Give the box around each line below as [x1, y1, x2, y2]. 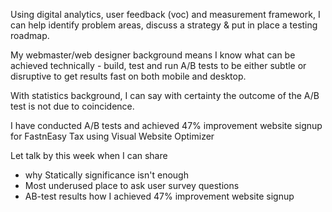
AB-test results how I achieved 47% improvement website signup [24, 190, 295, 202]
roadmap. [10, 30, 50, 41]
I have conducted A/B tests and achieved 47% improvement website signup [10, 120, 323, 131]
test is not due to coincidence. [10, 100, 135, 112]
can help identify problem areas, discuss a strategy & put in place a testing [10, 19, 318, 31]
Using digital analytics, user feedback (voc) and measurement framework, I [10, 9, 321, 20]
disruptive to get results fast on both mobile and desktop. [10, 70, 247, 82]
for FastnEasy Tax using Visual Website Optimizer [10, 130, 215, 142]
